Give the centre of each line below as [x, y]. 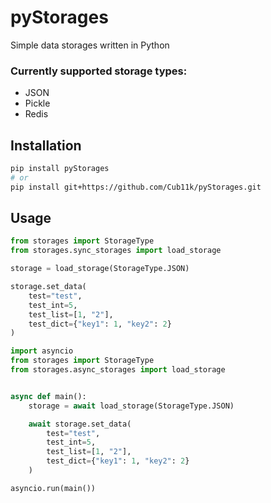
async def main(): [48, 396]
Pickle [37, 103]
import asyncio [42, 351]
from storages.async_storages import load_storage [118, 370]
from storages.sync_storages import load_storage [116, 251]
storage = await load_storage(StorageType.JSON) [131, 406]
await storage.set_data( [80, 424]
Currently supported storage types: [99, 71]
